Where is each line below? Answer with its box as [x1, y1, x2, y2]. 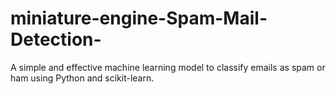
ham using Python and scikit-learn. [10, 72, 155, 84]
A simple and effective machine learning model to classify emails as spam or [10, 61, 326, 73]
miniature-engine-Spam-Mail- [10, 7, 268, 30]
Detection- [10, 28, 102, 51]
